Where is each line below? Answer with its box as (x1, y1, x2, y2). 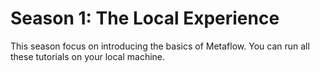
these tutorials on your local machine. (10, 50, 166, 62)
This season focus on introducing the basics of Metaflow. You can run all (10, 40, 310, 52)
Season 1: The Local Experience (10, 7, 280, 30)
